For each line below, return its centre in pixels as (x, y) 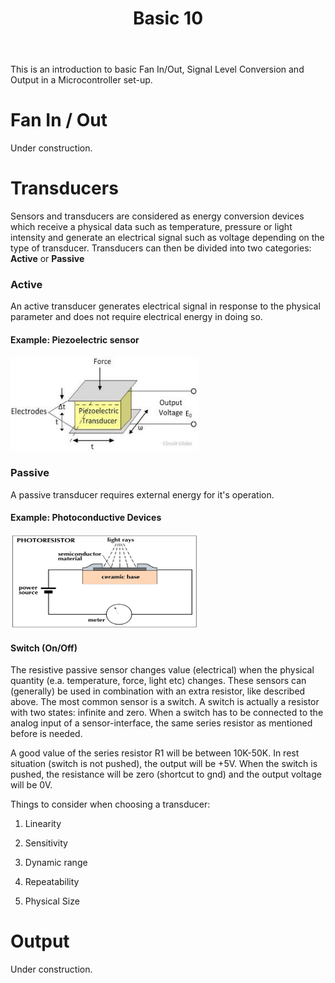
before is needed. (46, 734)
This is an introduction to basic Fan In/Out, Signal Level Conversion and (157, 69)
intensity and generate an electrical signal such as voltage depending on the (167, 238)
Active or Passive (47, 259)
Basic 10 (168, 18)
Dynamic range (56, 863)
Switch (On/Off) (44, 648)
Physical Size (52, 901)
